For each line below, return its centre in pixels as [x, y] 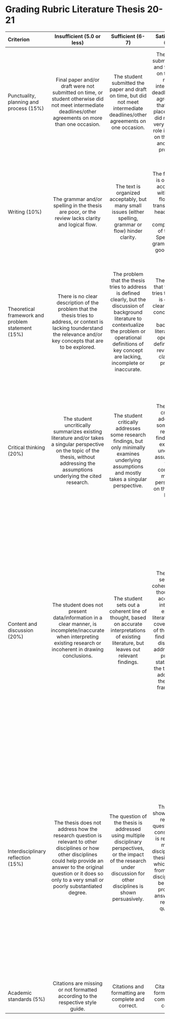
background [128, 312]
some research [128, 434]
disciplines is [128, 886]
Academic [20, 993]
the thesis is [128, 822]
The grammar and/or [78, 199]
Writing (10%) [25, 212]
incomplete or [128, 363]
